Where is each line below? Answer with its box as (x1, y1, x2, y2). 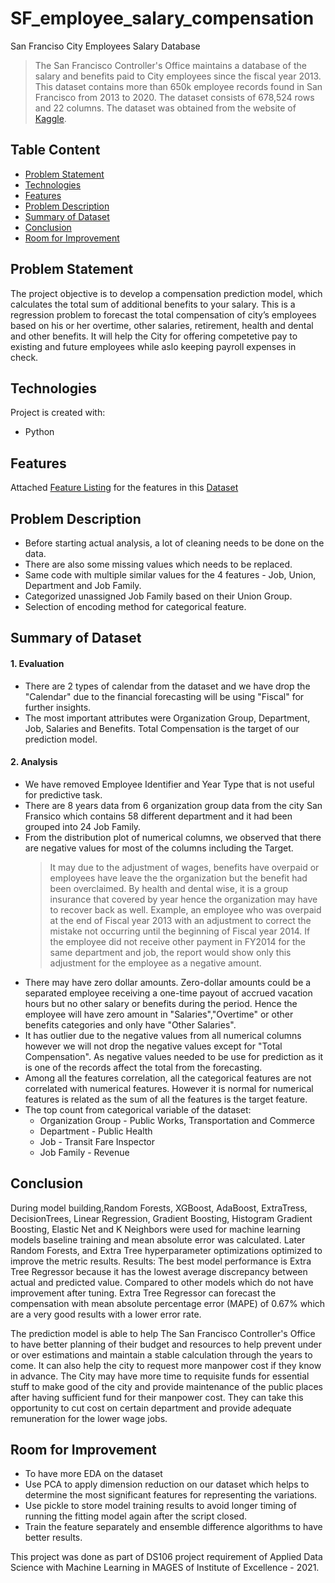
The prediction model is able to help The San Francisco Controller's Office (10, 1327, 316, 1339)
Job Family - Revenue (39, 1146, 130, 1158)
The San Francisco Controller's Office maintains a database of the (34, 59, 307, 71)
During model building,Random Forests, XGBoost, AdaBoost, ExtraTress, (10, 1202, 308, 1214)
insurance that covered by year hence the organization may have (49, 893, 318, 905)
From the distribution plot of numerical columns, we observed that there (24, 831, 322, 843)
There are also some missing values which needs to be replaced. (24, 558, 293, 570)
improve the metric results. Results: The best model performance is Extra (10, 1255, 312, 1267)
